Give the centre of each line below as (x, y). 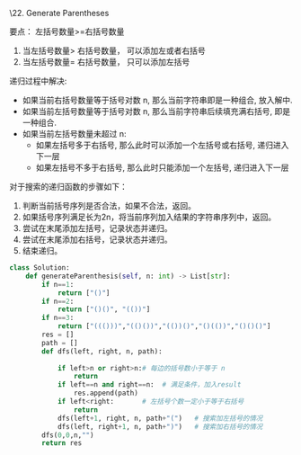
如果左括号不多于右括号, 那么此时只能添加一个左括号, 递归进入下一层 (162, 167)
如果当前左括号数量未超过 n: (75, 134)
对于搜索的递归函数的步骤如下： (68, 187)
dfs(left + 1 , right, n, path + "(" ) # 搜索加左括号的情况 (160, 418)
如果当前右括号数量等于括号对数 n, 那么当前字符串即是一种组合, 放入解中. (157, 100)
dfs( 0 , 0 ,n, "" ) (68, 435)
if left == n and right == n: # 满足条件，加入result (149, 385)
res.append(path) (106, 393)
